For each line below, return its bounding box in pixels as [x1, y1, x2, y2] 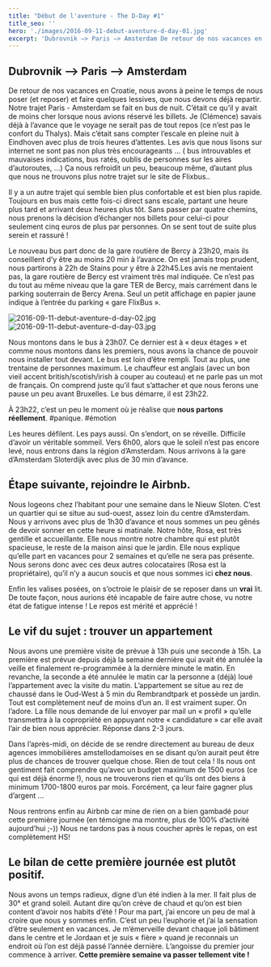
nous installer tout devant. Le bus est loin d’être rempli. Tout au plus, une [8, 355, 251, 365]
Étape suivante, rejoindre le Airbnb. [8, 478, 191, 492]
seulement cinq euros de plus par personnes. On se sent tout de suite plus [8, 222, 257, 231]
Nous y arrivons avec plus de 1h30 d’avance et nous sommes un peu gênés [8, 517, 260, 526]
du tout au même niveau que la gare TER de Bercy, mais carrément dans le [8, 281, 257, 290]
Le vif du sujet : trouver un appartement [8, 624, 213, 639]
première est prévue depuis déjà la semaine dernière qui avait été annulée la [8, 654, 263, 664]
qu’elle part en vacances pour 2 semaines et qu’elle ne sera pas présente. [8, 551, 255, 560]
